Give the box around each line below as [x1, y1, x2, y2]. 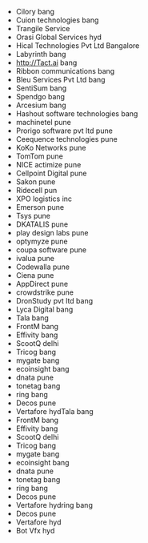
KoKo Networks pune [15, 143, 86, 152]
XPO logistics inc [15, 194, 73, 203]
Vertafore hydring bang [15, 501, 94, 509]
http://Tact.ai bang [15, 58, 78, 67]
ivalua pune [15, 254, 54, 263]
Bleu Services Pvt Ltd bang [15, 75, 106, 84]
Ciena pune [15, 271, 54, 280]
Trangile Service [15, 24, 70, 33]
